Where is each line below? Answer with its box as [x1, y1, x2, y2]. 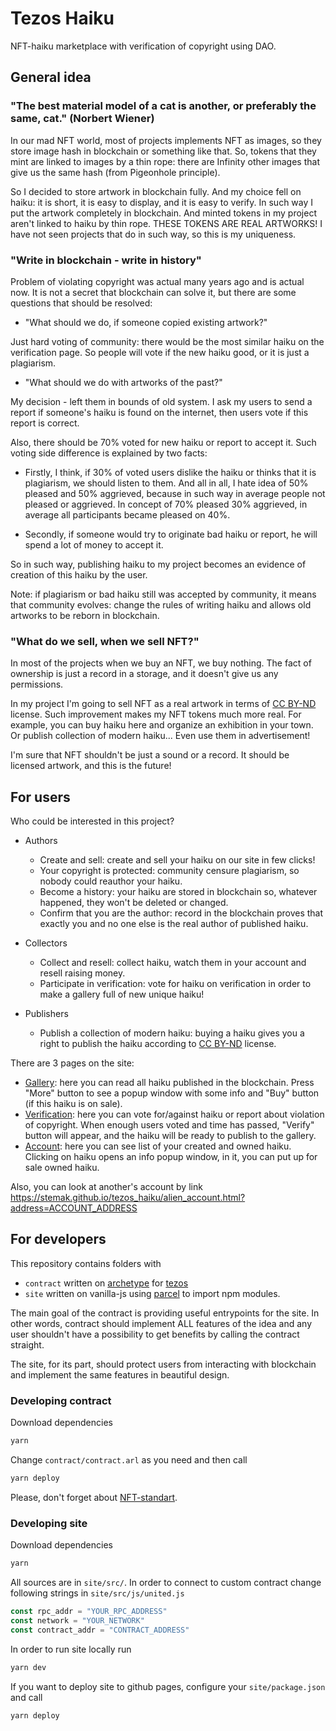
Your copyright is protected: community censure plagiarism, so [39, 865, 300, 877]
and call [10, 1691, 43, 1703]
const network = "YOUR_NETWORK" [10, 1615, 145, 1626]
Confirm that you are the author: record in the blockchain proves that [39, 907, 324, 919]
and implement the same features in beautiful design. [10, 1368, 230, 1381]
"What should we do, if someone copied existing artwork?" [24, 316, 268, 328]
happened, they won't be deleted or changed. [39, 897, 229, 909]
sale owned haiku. [24, 1162, 100, 1174]
